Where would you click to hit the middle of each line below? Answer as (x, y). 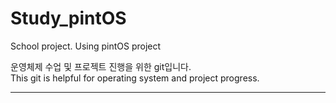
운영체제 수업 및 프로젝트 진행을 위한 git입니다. (101, 66)
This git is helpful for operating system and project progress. (135, 78)
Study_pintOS (68, 18)
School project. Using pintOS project (86, 46)
